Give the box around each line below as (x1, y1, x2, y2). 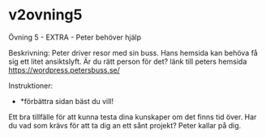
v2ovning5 (8, 6, 83, 24)
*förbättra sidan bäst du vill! (19, 96, 114, 106)
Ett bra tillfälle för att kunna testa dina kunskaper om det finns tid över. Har (8, 111, 257, 122)
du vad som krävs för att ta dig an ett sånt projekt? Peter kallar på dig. (8, 120, 242, 130)
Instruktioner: (8, 81, 54, 90)
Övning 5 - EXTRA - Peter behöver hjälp (8, 32, 142, 42)
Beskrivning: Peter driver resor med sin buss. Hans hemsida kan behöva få (8, 48, 258, 57)
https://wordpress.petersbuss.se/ (8, 65, 120, 74)
